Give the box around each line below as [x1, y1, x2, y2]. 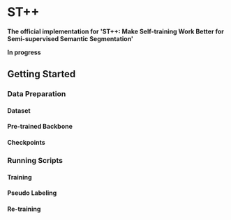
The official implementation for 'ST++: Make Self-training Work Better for [7, 27, 225, 36]
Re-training [7, 205, 41, 213]
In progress [7, 48, 41, 56]
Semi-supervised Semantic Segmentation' [7, 34, 134, 42]
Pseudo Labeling [7, 189, 57, 197]
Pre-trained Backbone [7, 123, 73, 131]
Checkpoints [7, 139, 45, 147]
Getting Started [7, 68, 76, 80]
